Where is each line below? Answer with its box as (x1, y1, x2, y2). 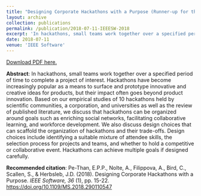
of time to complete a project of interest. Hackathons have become (6, 76, 172, 84)
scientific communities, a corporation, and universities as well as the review (6, 102, 193, 109)
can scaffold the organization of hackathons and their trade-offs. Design (6, 127, 185, 134)
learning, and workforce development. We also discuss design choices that (6, 121, 191, 128)
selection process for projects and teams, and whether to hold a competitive (6, 140, 194, 147)
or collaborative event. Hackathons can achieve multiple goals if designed (6, 146, 188, 153)
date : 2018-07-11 (6, 36, 50, 42)
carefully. (6, 152, 29, 160)
